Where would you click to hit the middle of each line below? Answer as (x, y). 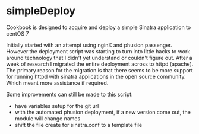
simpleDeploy (41, 11)
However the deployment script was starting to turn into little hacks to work (98, 51)
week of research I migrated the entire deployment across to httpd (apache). (100, 64)
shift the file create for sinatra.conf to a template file (78, 125)
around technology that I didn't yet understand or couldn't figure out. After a (99, 58)
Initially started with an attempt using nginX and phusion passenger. (89, 45)
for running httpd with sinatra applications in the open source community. (96, 76)
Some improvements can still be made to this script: (70, 94)
